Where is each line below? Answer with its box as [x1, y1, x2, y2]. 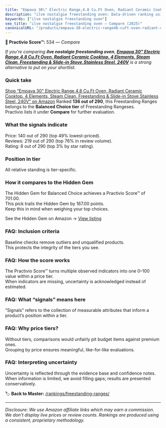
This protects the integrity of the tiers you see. [5, 244, 100, 250]
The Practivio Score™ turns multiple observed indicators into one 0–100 [5, 268, 150, 274]
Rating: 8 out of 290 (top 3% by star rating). [5, 143, 94, 149]
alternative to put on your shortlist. [5, 65, 76, 71]
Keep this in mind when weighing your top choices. [5, 206, 109, 212]
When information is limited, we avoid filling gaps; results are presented [5, 375, 151, 381]
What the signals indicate [5, 122, 68, 128]
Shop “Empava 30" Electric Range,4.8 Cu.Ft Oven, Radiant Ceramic [5, 88, 142, 94]
